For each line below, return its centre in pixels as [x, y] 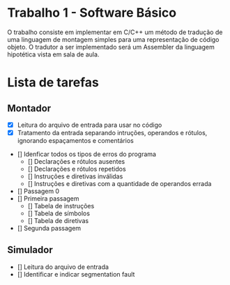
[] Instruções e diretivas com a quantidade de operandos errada [120, 184]
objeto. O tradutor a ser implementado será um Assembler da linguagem [111, 47]
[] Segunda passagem [49, 229]
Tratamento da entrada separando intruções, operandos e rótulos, [112, 133]
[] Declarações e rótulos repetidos [77, 169]
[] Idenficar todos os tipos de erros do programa [87, 154]
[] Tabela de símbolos [59, 213]
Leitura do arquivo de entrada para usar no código [90, 125]
